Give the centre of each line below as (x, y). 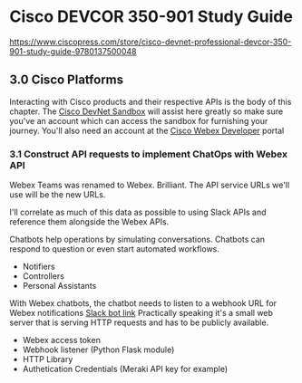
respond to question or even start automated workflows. (115, 249)
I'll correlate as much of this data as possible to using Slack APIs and (138, 212)
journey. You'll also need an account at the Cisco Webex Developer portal (147, 130)
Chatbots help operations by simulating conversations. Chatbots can (137, 239)
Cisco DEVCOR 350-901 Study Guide (151, 17)
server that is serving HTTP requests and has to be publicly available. (139, 322)
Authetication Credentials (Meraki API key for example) (125, 369)
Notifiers (39, 267)
